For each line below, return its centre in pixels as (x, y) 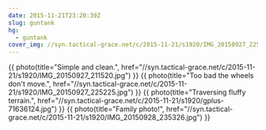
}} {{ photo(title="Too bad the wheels (193, 76)
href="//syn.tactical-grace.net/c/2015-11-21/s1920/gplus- (131, 101)
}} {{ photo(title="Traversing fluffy (190, 92)
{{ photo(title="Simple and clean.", (64, 67)
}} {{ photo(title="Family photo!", (112, 109)
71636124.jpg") (33, 109)
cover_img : (26, 45)
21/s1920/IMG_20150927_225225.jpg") (71, 92)
